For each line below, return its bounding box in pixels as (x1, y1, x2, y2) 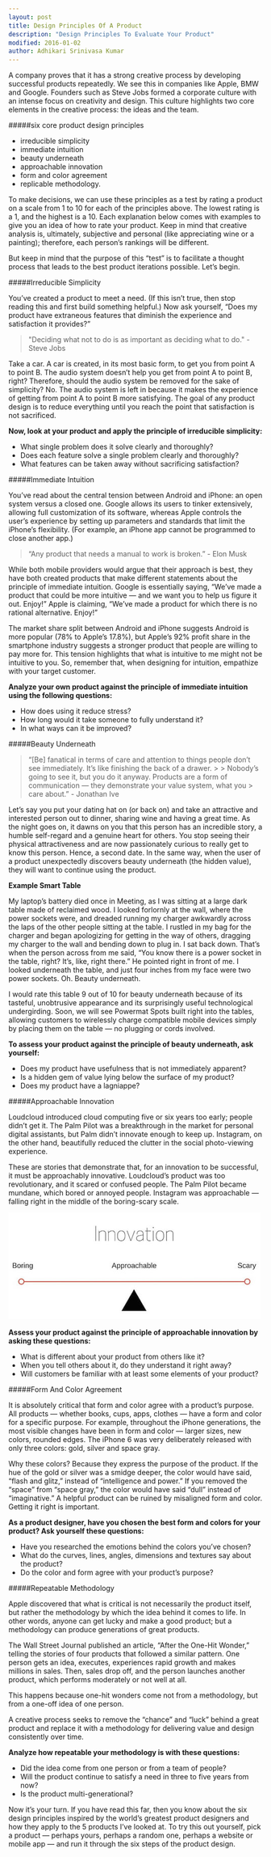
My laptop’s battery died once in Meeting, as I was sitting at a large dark (8, 896, 248, 906)
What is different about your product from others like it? (19, 1352, 206, 1362)
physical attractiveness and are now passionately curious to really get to (8, 840, 249, 849)
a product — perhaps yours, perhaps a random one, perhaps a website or (8, 1830, 253, 1840)
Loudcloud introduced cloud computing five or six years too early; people (8, 1112, 252, 1122)
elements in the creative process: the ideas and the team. (8, 105, 199, 115)
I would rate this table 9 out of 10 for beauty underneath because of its (8, 989, 244, 999)
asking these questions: (8, 1336, 91, 1346)
